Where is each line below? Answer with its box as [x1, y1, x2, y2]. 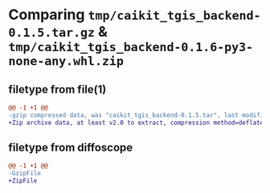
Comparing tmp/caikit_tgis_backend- [8, 6, 261, 24]
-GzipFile [8, 170, 42, 178]
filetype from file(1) [8, 82, 107, 96]
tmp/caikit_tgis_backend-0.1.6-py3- [8, 40, 254, 55]
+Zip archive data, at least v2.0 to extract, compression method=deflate [8, 119, 264, 127]
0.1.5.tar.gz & [8, 22, 108, 41]
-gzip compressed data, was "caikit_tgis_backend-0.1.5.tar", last [8, 111, 239, 119]
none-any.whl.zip [8, 54, 125, 69]
